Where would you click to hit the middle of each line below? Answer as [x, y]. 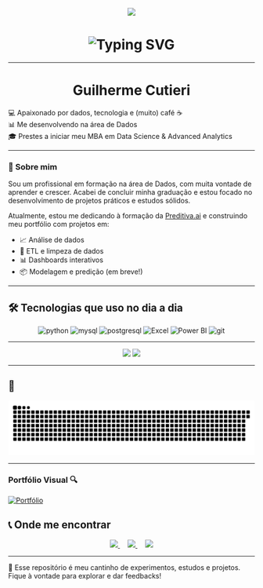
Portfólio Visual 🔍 [43, 480]
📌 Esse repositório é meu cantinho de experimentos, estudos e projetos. [124, 567]
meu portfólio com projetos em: [59, 225]
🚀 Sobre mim [32, 166]
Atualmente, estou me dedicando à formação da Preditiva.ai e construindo [128, 216]
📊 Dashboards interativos [61, 260]
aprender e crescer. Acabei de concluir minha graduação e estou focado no [130, 192]
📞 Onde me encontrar [59, 525]
